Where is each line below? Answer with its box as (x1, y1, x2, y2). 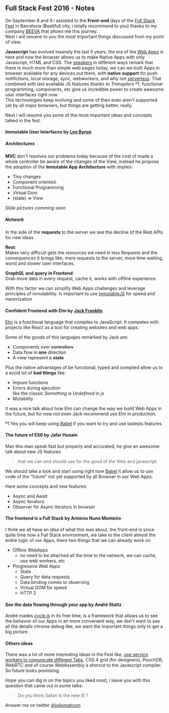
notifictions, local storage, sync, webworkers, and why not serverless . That (5, 75, 161, 81)
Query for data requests (20, 574, 70, 580)
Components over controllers (12, 344, 74, 350)
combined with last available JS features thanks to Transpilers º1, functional (5, 81, 163, 87)
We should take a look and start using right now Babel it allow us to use (5, 468, 153, 474)
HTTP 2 (20, 590, 36, 596)
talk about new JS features (5, 449, 62, 455)
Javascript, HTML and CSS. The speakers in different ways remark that (5, 59, 153, 65)
